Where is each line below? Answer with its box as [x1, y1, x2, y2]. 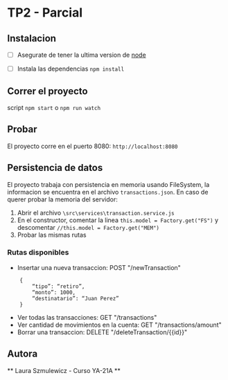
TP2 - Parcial [7, 5, 83, 21]
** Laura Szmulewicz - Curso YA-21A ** [7, 366, 121, 374]
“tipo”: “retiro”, [32, 282, 85, 290]
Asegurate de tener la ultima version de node [17, 51, 147, 59]
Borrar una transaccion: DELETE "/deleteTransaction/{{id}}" [17, 327, 188, 336]
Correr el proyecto [7, 85, 88, 97]
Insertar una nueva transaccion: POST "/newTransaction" [17, 263, 182, 271]
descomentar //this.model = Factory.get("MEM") [17, 223, 159, 231]
